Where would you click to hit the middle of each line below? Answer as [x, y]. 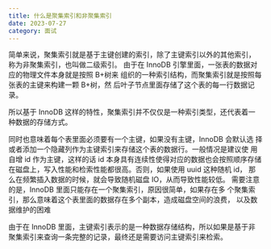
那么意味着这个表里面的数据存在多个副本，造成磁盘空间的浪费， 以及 [136, 200]
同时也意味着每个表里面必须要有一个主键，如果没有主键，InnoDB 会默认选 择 [135, 139]
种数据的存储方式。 [40, 122]
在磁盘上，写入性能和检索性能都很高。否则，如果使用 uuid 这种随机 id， [128, 169]
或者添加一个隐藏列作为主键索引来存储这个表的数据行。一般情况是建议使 [128, 149]
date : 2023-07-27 [38, 23]
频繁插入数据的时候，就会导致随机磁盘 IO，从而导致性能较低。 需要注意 [141, 180]
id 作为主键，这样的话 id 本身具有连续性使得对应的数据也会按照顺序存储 [143, 160]
